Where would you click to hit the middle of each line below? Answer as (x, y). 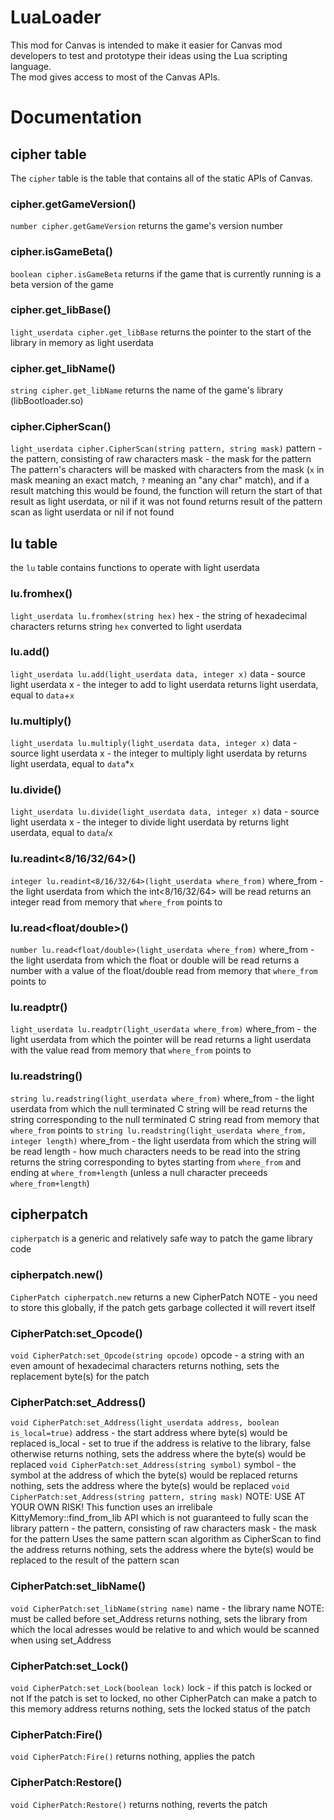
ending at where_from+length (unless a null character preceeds (139, 1172)
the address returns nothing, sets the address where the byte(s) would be (162, 1550)
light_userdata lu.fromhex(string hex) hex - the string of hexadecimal (159, 615)
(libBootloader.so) (47, 401)
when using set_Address (61, 1640)
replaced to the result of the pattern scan (95, 1560)
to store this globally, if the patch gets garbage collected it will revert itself (163, 1307)
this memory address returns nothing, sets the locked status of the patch (160, 1708)
